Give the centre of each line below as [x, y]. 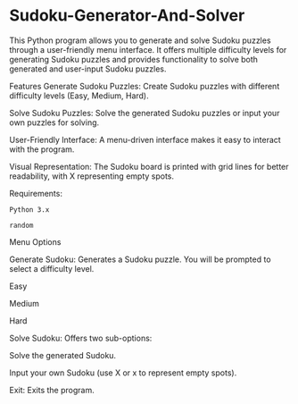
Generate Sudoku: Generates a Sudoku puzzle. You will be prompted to [140, 259]
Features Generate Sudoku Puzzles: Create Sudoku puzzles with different [145, 86]
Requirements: [36, 193]
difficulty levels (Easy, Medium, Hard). [79, 96]
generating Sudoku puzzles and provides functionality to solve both [134, 59]
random [21, 225]
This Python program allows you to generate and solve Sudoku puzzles [140, 40]
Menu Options [35, 241]
